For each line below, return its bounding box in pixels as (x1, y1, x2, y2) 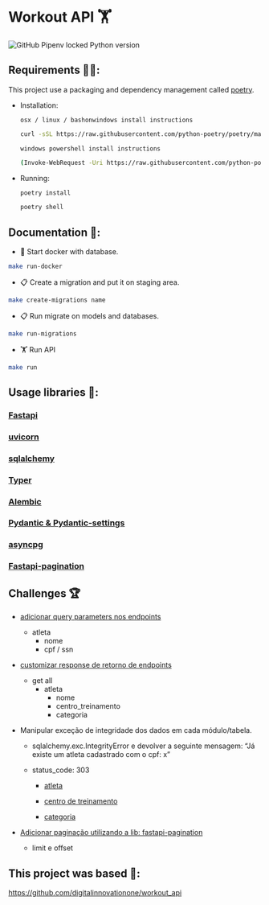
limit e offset (31, 843, 74, 853)
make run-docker (8, 262, 63, 271)
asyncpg (8, 539, 43, 550)
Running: (19, 173, 50, 183)
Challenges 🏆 (8, 586, 81, 600)
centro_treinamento (55, 701, 120, 711)
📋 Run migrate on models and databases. (19, 311, 159, 320)
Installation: (19, 100, 59, 110)
